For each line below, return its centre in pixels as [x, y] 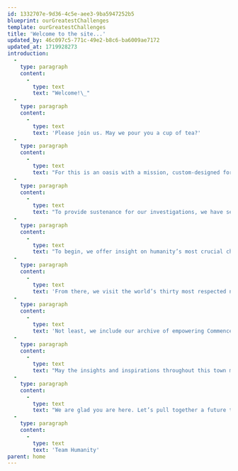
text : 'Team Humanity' [66, 450]
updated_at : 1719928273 [42, 47]
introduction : [28, 54]
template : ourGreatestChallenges [57, 27]
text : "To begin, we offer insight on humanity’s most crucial [128, 252]
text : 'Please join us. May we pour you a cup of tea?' [117, 133]
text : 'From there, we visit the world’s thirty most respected [130, 291]
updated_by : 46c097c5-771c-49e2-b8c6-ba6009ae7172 [84, 40]
